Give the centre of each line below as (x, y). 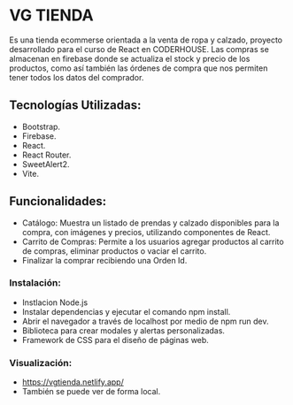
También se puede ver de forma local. (91, 392)
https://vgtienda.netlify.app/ (73, 382)
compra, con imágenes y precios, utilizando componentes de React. (146, 232)
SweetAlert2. (46, 164)
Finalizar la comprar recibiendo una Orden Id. (104, 260)
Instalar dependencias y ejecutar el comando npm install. (126, 311)
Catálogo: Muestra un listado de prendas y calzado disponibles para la (150, 223)
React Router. (46, 155)
